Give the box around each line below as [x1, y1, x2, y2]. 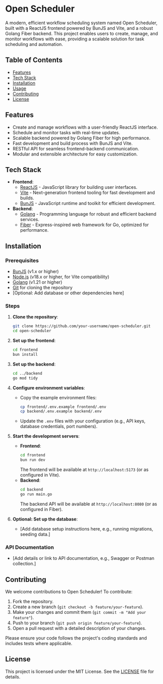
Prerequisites [5, 257, 39, 264]
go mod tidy [12, 376, 38, 381]
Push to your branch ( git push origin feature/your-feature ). [12, 619, 142, 626]
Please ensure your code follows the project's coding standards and [5, 635, 147, 641]
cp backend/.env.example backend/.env [20, 409, 102, 414]
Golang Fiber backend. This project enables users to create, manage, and [5, 30, 158, 36]
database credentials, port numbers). [20, 424, 97, 430]
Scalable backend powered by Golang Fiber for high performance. [12, 135, 150, 141]
